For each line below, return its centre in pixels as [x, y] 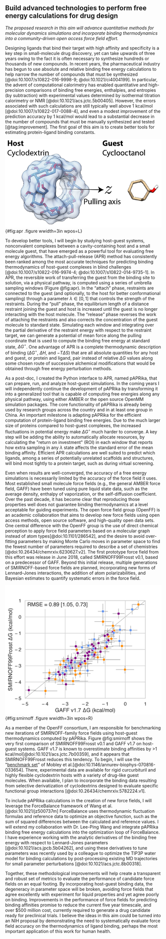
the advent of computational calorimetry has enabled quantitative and [76, 85]
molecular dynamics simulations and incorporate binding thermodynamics [81, 33]
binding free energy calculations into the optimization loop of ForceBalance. [83, 832]
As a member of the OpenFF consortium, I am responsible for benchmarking [83, 727]
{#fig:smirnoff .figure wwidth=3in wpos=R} [49, 718]
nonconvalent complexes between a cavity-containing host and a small [78, 246]
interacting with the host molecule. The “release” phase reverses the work [81, 314]
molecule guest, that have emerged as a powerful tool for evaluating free [80, 251]
